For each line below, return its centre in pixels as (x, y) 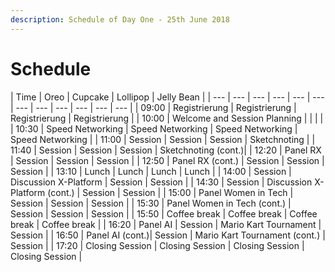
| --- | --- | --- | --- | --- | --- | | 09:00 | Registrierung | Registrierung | (153, 107)
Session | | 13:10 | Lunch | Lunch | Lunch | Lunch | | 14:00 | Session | (151, 171)
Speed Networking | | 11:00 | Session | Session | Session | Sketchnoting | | (163, 139)
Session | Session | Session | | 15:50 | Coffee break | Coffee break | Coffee (164, 213)
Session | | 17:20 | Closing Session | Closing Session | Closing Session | (157, 245)
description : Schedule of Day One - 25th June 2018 (120, 19)
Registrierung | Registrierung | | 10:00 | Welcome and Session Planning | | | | (167, 118)
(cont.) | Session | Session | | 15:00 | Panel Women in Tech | (170, 192)
